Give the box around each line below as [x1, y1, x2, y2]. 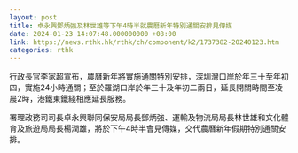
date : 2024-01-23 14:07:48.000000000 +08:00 [9, 29, 176, 38]
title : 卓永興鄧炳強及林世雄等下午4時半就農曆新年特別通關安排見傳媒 [9, 21, 233, 30]
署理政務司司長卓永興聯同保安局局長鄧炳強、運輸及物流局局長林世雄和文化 [9, 112, 281, 123]
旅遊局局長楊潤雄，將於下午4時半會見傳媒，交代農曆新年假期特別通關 [24, 123, 279, 134]
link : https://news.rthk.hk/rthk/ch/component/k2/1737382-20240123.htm [9, 37, 279, 47]
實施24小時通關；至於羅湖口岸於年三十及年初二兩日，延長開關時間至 [24, 82, 276, 93]
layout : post [9, 12, 58, 22]
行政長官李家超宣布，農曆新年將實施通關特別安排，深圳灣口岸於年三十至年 [9, 72, 281, 82]
